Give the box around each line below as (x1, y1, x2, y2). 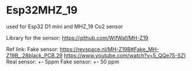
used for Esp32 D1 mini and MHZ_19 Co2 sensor (6, 23, 123, 30)
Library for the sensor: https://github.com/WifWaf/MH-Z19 (6, 34, 149, 41)
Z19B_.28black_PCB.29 (6, 52, 63, 59)
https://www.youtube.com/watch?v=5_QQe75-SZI (63, 52, 185, 59)
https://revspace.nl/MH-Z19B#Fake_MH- (59, 45, 159, 53)
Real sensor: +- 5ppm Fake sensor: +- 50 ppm (6, 58, 120, 65)
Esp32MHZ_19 (6, 4, 78, 17)
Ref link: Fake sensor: (6, 45, 59, 53)
